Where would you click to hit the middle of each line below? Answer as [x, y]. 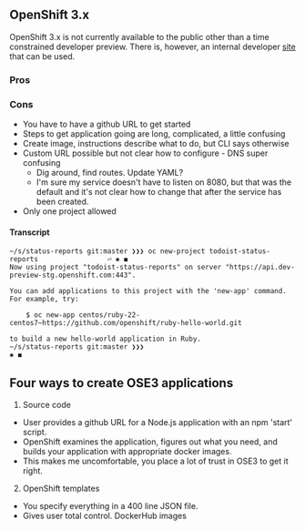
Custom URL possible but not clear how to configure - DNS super [145, 153]
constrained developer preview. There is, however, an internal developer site [152, 46]
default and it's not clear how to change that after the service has [159, 192]
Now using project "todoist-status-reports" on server [116, 268]
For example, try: [44, 300]
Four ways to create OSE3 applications [122, 383]
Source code [46, 405]
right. [33, 471]
